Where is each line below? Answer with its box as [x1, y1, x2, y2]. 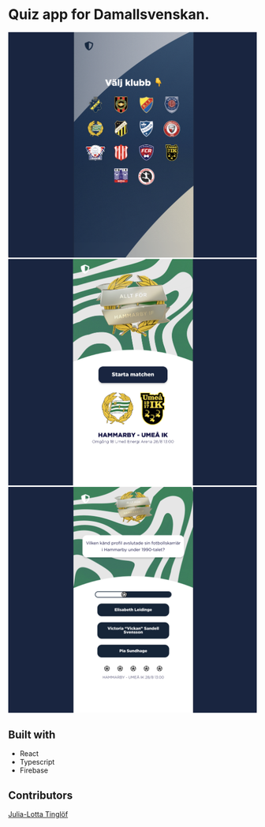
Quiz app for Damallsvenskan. [8, 6, 210, 24]
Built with [8, 728, 56, 741]
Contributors [8, 788, 73, 802]
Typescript [19, 758, 55, 767]
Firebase [19, 765, 49, 775]
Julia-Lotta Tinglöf [8, 810, 69, 819]
